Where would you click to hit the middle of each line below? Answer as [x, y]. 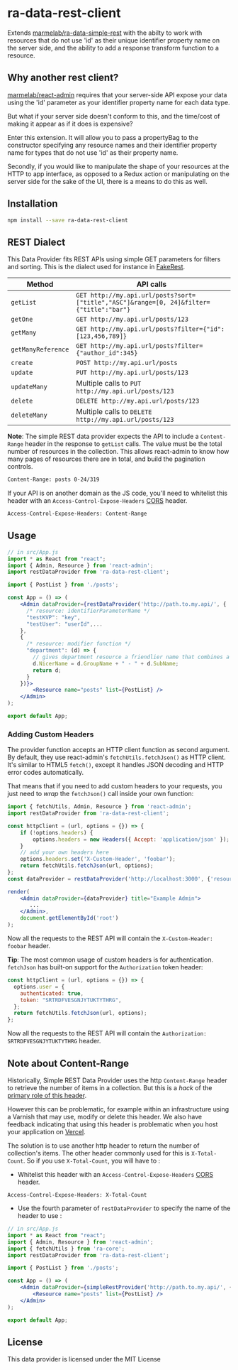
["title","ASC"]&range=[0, [121, 303]
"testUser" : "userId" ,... [64, 624]
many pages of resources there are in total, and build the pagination [106, 459]
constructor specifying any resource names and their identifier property [112, 145]
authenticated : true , [52, 993]
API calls [152, 284]
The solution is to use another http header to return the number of [103, 1146]
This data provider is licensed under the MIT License [84, 1359]
